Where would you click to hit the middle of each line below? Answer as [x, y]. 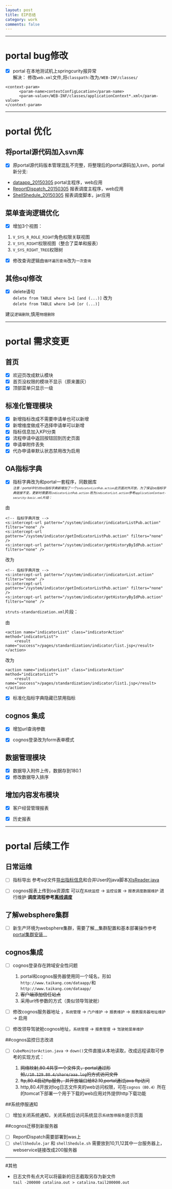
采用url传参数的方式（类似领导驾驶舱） [61, 1001]
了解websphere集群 [37, 915]
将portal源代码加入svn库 [45, 152]
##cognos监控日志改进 [29, 1040]
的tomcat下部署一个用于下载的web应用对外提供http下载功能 [83, 1093]
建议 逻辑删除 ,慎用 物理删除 [30, 314]
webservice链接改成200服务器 [45, 1150]
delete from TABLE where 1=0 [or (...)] [56, 304]
